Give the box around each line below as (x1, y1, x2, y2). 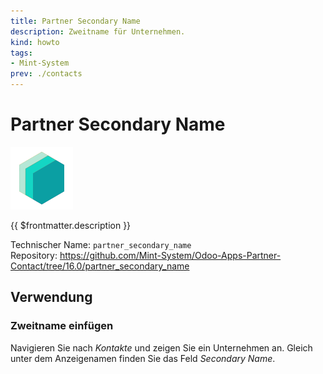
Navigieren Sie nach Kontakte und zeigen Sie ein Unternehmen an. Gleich (10, 341, 313, 354)
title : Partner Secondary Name (10, 16, 141, 26)
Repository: (10, 249, 58, 261)
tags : (10, 48, 33, 58)
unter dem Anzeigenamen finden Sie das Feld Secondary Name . (10, 352, 276, 364)
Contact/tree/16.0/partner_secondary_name (10, 260, 190, 272)
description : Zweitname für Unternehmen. (10, 26, 186, 37)
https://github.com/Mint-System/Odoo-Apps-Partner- (59, 249, 282, 261)
